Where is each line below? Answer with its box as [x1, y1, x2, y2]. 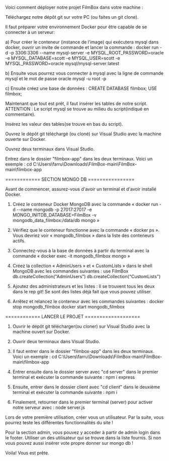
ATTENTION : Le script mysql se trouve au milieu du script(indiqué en [5, 106, 149, 112]
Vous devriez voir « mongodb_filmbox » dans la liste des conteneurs [12, 232, 154, 238]
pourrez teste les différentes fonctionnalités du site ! [5, 420, 113, 426]
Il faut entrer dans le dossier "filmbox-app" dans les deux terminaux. [12, 348, 154, 354]
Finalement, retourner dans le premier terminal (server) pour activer [12, 399, 153, 405]
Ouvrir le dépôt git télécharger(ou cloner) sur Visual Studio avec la [12, 323, 150, 329]
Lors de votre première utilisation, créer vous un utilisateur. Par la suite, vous [5, 414, 164, 420]
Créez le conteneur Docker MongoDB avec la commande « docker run [12, 201, 158, 207]
